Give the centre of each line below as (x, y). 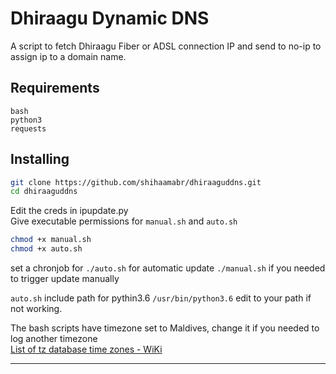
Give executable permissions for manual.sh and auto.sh (124, 221)
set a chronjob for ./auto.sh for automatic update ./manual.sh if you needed (168, 268)
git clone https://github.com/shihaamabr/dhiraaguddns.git (136, 182)
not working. (36, 309)
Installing (40, 159)
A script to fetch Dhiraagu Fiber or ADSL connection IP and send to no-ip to (166, 46)
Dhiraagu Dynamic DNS (110, 18)
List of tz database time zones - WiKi (86, 349)
